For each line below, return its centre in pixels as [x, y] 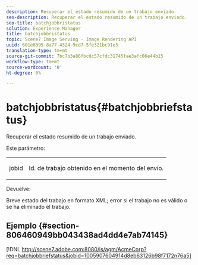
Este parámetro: [26, 148]
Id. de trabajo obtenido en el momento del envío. [96, 168]
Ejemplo [21, 225]
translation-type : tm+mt [37, 51]
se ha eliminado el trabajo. [38, 207]
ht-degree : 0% [24, 73]
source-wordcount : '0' [34, 67]
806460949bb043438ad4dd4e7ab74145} [87, 235]
